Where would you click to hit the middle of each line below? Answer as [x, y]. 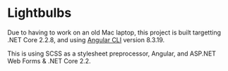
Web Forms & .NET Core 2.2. [49, 60]
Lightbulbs [40, 13]
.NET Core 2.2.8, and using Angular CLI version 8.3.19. [86, 39]
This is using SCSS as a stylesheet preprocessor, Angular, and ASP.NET [112, 53]
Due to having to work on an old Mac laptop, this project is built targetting [114, 32]
